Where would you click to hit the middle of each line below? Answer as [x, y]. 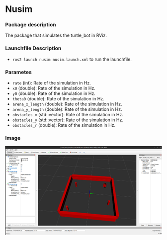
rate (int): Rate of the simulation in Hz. [51, 83]
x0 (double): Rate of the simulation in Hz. [54, 88]
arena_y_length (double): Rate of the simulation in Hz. [67, 109]
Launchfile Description [33, 48]
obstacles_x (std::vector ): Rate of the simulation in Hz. [68, 115]
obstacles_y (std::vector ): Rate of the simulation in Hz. [68, 120]
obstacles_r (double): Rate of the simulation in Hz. [64, 125]
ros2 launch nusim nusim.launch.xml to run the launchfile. [72, 59]
